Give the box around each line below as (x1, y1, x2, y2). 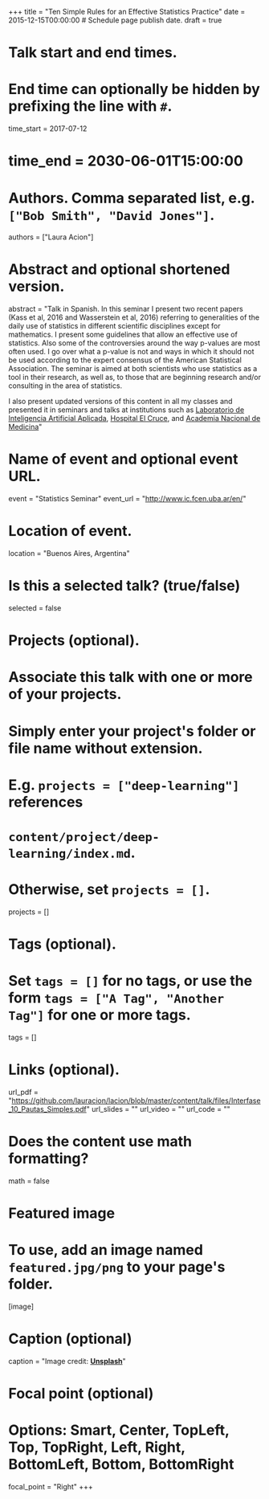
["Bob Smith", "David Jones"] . (8, 206, 215, 224)
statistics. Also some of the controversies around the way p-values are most (8, 338, 261, 348)
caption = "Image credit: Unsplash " (8, 1356, 126, 1366)
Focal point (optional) (8, 1385, 154, 1403)
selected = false (8, 603, 62, 613)
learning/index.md (8, 846, 131, 861)
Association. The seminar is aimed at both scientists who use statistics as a (8, 364, 258, 374)
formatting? (8, 1150, 89, 1168)
